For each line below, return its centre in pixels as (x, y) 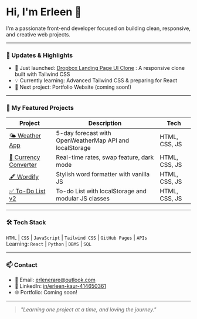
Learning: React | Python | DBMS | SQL (49, 244)
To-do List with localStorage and (101, 191)
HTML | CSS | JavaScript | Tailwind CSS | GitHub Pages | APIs (77, 237)
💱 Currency (25, 157)
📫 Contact (22, 265)
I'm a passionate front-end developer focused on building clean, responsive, (98, 28)
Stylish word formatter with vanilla (103, 174)
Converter (23, 164)
